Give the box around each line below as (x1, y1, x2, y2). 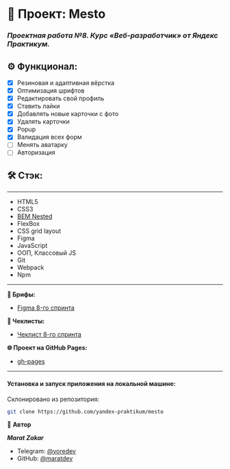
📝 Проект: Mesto (7, 6, 106, 22)
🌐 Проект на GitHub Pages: (7, 343, 88, 352)
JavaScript (16, 242, 48, 250)
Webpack (16, 264, 44, 272)
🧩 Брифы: (7, 290, 36, 299)
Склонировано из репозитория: (7, 395, 100, 403)
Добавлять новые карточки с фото (16, 110, 119, 118)
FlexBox (16, 220, 40, 228)
